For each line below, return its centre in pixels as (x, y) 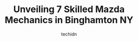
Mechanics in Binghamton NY (69, 20)
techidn (69, 34)
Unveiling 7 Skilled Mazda (69, 9)
